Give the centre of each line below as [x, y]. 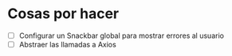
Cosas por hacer [63, 14]
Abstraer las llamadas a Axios [67, 45]
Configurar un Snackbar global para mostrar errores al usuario [122, 35]
